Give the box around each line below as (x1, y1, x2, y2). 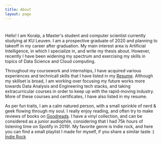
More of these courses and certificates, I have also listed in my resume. (5, 93, 147, 99)
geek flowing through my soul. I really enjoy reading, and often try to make (5, 108, 153, 114)
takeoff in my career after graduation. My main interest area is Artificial (5, 43, 146, 48)
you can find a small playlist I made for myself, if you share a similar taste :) (5, 128, 155, 134)
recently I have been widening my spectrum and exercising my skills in (5, 53, 146, 59)
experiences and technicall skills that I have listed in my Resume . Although (5, 73, 153, 79)
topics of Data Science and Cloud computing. (5, 58, 96, 64)
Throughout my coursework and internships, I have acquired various (5, 67, 142, 73)
